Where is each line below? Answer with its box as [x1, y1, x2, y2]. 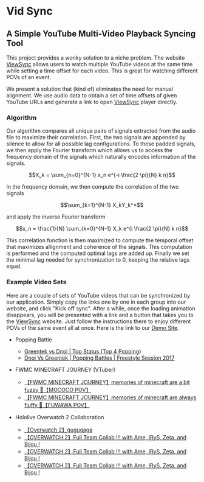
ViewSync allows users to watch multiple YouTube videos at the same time [6, 61, 193, 68]
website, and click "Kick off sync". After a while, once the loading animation [6, 304, 195, 312]
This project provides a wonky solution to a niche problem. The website [6, 54, 185, 61]
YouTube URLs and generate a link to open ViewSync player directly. [6, 99, 178, 105]
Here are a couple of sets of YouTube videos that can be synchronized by [6, 292, 191, 299]
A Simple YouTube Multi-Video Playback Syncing [6, 29, 196, 39]
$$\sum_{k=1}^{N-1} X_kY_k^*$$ [60, 201, 144, 209]
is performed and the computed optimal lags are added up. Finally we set [6, 250, 189, 257]
